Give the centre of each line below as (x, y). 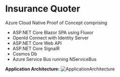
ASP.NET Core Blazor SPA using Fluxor (53, 32)
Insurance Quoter (43, 9)
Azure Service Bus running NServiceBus (54, 59)
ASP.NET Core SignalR (36, 48)
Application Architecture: (33, 69)
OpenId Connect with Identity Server (51, 38)
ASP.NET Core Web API (37, 43)
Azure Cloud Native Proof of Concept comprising (56, 23)
